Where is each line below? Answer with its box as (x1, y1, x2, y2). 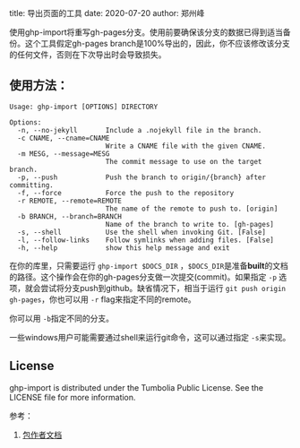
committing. (9, 180, 54, 190)
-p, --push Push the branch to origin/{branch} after (17, 173, 267, 182)
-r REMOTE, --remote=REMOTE (17, 196, 123, 205)
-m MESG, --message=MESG (17, 149, 110, 159)
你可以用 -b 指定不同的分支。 (9, 313, 115, 323)
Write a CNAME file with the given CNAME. (105, 142, 267, 151)
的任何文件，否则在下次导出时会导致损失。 (9, 49, 167, 60)
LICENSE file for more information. (9, 392, 136, 402)
